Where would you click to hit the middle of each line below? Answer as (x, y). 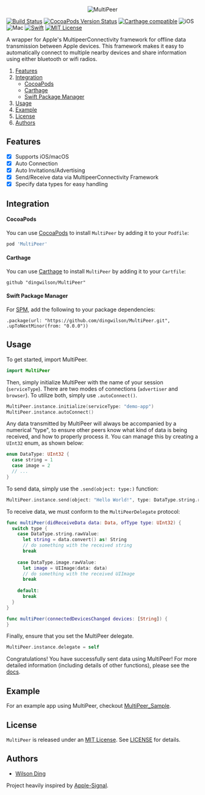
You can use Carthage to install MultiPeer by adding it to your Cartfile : (96, 271)
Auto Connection (36, 163)
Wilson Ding (30, 773)
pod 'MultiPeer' (27, 244)
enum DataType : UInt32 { (38, 455)
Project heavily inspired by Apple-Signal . (57, 785)
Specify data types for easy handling (61, 184)
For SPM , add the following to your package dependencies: (81, 309)
